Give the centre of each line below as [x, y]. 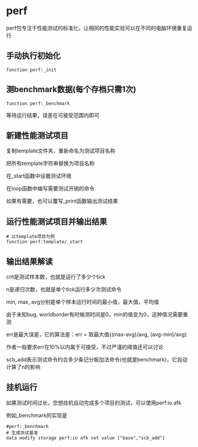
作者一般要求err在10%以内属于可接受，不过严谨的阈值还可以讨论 [85, 347]
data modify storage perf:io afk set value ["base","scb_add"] [86, 438]
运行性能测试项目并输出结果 [57, 221]
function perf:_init [32, 70]
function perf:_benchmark [38, 103]
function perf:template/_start [45, 242]
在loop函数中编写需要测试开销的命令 [50, 189]
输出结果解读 [30, 261]
